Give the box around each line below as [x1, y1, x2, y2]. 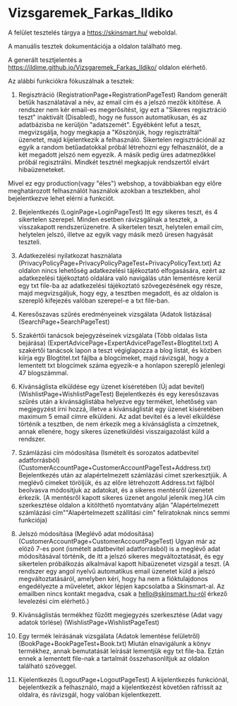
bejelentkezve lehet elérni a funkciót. [8, 194, 116, 202]
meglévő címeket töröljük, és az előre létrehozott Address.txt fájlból [18, 478, 214, 487]
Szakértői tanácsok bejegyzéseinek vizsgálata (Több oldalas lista [18, 331, 207, 339]
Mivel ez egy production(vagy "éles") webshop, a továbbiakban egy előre [8, 178, 222, 188]
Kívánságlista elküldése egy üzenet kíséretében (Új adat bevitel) [18, 382, 205, 391]
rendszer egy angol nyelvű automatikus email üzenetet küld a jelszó [18, 566, 216, 576]
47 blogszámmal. [18, 368, 69, 377]
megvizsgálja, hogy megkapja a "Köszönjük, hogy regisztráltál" [18, 128, 202, 136]
